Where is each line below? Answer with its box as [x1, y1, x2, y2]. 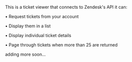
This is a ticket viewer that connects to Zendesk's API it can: [5, 4, 128, 10]
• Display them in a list [5, 23, 51, 29]
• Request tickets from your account [5, 14, 79, 19]
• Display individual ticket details [5, 33, 71, 38]
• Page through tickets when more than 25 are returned [5, 42, 118, 48]
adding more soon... [5, 51, 46, 57]
